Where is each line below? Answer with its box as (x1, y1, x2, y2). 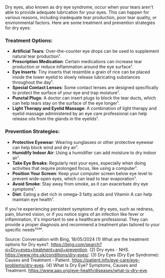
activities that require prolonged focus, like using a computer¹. (12, 165, 138, 171)
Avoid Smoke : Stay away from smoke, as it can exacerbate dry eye (12, 181, 148, 186)
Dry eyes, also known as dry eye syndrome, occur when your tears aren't (5, 4, 154, 10)
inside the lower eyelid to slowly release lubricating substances (12, 74, 140, 80)
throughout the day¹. (12, 79, 54, 85)
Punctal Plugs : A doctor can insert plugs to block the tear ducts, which (12, 95, 156, 101)
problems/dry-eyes (5, 262, 44, 268)
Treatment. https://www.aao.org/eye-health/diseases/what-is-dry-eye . (5, 267, 148, 273)
